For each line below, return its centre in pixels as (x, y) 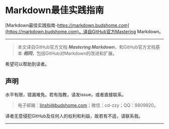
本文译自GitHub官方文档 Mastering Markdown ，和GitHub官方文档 (87, 47)
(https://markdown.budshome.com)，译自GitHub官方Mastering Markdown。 (84, 31)
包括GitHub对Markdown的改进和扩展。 (77, 53)
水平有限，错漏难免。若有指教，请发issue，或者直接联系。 (66, 94)
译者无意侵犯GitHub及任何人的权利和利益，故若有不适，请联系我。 (74, 116)
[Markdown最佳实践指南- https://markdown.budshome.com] (67, 25)
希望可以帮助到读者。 (27, 64)
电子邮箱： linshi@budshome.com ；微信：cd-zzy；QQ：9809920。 (88, 105)
